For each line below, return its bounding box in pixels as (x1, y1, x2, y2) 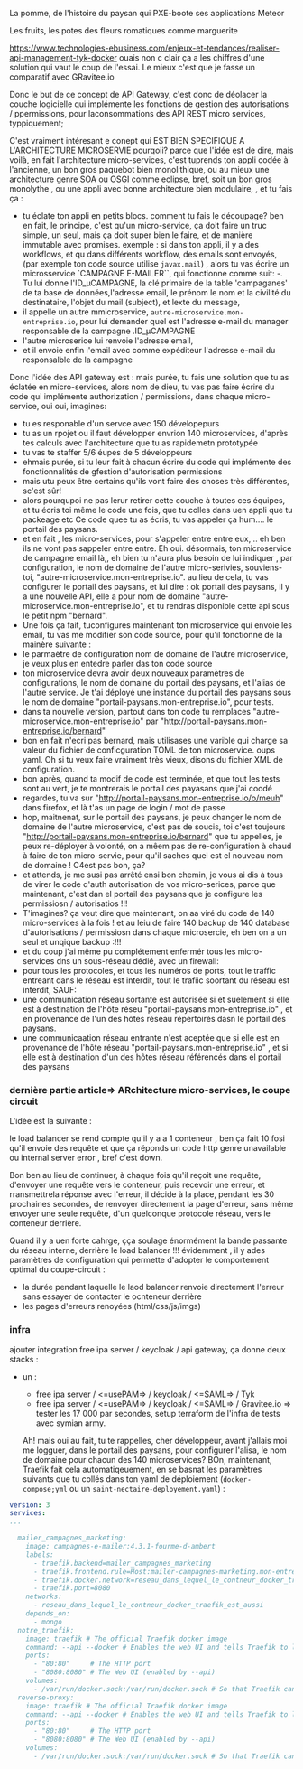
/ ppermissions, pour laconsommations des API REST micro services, (9, 108, 266, 118)
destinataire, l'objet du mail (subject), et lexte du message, (22, 297, 241, 307)
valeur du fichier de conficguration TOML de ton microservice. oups (22, 744, 276, 755)
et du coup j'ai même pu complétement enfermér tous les (22, 946, 236, 957)
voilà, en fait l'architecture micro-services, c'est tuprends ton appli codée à (9, 154, 289, 165)
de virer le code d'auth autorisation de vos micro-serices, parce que (22, 879, 277, 889)
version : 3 (9, 1500, 50, 1510)
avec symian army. (35, 1418, 106, 1428)
